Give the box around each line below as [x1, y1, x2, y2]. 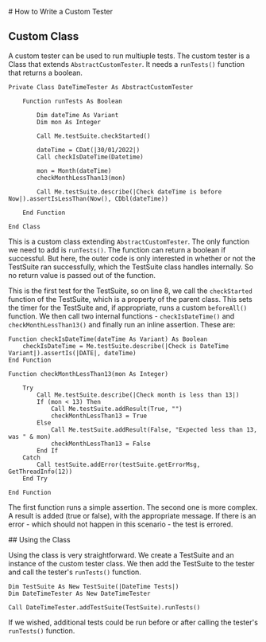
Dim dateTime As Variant [37, 111, 119, 119]
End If [37, 446, 59, 455]
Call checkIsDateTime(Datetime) [37, 153, 145, 161]
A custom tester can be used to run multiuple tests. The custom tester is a [8, 51, 250, 61]
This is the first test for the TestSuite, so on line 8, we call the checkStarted [8, 286, 253, 296]
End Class [8, 222, 41, 230]
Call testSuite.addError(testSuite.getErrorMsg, [37, 460, 201, 468]
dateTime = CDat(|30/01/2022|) [37, 146, 141, 154]
